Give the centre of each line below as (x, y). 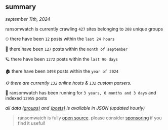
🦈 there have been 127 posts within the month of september (67, 49)
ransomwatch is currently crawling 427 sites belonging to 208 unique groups (84, 29)
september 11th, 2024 (28, 19)
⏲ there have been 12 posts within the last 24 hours (60, 39)
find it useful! (31, 123)
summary (21, 7)
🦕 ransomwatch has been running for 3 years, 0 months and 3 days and (81, 92)
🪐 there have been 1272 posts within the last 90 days (61, 59)
